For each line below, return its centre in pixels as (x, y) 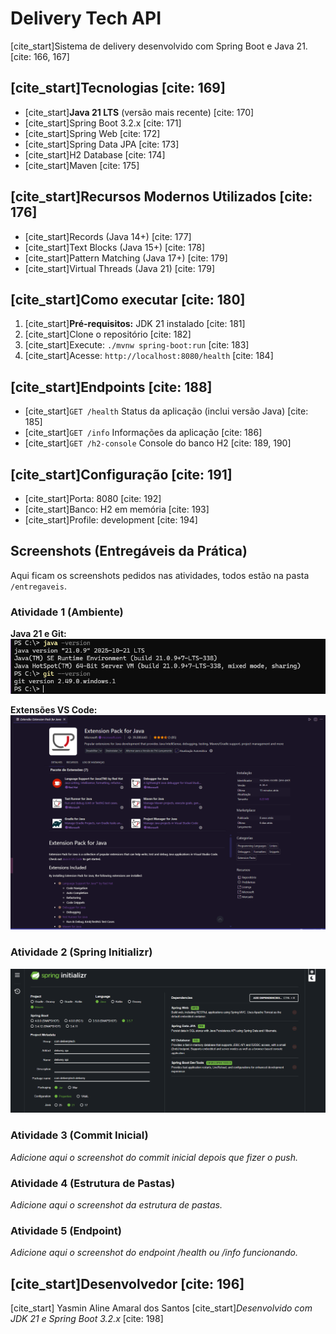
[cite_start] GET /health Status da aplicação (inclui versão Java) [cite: (166, 411)
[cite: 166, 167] (40, 56)
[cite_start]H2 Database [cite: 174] (95, 154)
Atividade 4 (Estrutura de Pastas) (93, 1183)
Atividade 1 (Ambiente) (67, 612)
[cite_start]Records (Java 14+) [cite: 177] (108, 236)
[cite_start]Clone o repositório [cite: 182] (108, 334)
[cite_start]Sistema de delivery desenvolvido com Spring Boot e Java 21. (159, 46)
